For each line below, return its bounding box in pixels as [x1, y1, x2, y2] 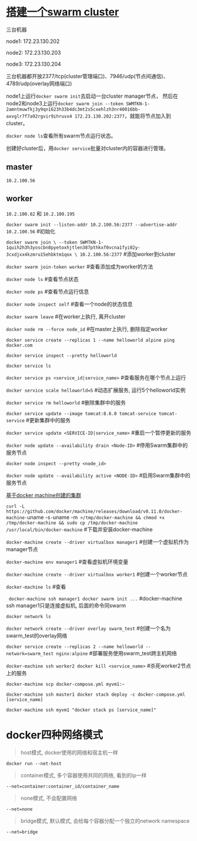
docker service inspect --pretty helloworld [6, 352, 117, 359]
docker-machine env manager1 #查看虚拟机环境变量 [6, 558, 129, 565]
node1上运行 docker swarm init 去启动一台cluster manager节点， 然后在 [6, 92, 178, 99]
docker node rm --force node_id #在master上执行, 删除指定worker [6, 325, 168, 332]
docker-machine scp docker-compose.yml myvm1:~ [6, 681, 125, 687]
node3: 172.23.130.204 [6, 60, 62, 68]
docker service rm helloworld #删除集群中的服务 [6, 399, 126, 406]
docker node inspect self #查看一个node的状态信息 [6, 301, 133, 308]
